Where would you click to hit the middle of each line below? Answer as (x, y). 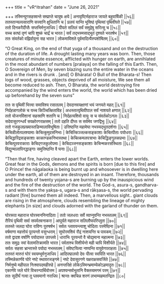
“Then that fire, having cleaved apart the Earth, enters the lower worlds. (77, 159)
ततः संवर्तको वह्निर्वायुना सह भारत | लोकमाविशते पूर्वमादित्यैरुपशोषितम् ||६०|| (62, 39)
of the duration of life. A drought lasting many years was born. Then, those (80, 54)
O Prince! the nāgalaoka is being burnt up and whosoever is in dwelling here (82, 169)
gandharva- (147, 185)
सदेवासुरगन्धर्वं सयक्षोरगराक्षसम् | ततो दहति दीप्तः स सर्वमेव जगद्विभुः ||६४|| (61, 121)
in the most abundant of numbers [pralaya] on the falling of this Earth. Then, (82, 64)
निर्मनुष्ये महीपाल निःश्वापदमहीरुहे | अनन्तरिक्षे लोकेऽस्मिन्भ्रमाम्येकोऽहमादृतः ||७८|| (65, 265)
